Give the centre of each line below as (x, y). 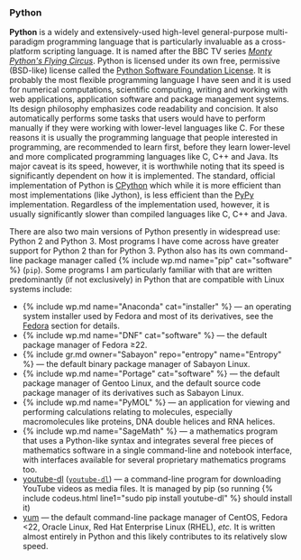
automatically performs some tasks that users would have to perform (137, 118)
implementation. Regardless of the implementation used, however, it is (140, 205)
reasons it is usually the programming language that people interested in (144, 138)
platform (25, 51)
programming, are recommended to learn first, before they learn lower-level (150, 147)
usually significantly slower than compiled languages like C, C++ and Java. (148, 215)
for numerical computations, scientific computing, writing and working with (149, 90)
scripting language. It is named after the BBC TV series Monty (157, 51)
